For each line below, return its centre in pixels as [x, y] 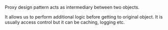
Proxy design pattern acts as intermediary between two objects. [72, 7]
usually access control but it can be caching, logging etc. [65, 22]
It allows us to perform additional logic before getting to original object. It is [84, 17]
